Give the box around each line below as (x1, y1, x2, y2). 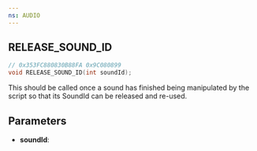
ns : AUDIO (8, 11, 41, 20)
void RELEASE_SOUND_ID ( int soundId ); (8, 68, 132, 77)
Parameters (8, 114, 67, 127)
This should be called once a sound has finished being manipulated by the (8, 83, 250, 93)
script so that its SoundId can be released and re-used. (8, 91, 188, 101)
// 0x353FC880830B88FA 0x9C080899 (8, 61, 122, 69)
